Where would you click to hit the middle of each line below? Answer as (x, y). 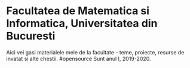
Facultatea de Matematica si (78, 11)
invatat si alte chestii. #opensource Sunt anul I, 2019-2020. (79, 59)
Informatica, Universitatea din (82, 23)
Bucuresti (31, 36)
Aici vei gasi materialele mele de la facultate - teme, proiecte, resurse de (95, 52)
